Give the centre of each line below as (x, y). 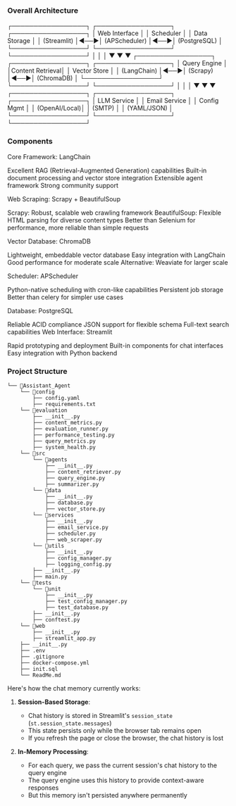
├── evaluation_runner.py (71, 429)
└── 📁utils (49, 546)
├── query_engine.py (75, 478)
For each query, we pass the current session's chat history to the (122, 765)
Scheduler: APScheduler (43, 276)
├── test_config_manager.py (86, 601)
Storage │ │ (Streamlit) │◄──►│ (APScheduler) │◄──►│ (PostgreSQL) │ (115, 41)
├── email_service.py (77, 527)
